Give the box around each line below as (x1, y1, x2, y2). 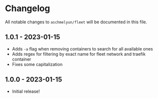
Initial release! (12, 88, 40, 94)
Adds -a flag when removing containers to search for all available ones (12, 46, 153, 51)
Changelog (5, 3, 50, 14)
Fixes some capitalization (12, 61, 63, 67)
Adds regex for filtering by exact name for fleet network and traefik (12, 51, 146, 57)
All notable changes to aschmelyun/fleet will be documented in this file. (5, 19, 147, 25)
